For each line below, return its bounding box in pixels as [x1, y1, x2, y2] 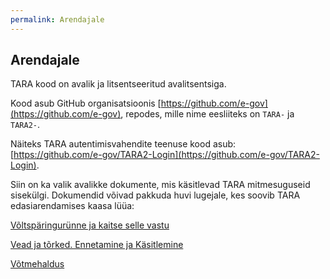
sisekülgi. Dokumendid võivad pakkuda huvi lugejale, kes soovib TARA [10, 189, 301, 201]
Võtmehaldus [10, 258, 65, 270]
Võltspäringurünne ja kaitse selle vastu [10, 219, 170, 231]
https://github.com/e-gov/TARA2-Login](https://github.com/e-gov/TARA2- [13, 149, 320, 161]
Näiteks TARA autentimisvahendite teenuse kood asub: [10, 138, 237, 150]
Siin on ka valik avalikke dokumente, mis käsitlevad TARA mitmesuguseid [10, 179, 311, 191]
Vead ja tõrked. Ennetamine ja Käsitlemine [10, 239, 184, 251]
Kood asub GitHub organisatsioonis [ [10, 97, 162, 110]
